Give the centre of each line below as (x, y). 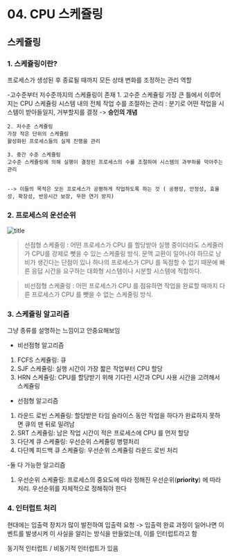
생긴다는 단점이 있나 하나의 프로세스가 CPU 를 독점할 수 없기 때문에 (127, 262)
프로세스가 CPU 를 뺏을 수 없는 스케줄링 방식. (92, 294)
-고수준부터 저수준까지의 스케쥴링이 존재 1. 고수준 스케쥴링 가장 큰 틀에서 (105, 94)
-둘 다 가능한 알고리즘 (36, 465)
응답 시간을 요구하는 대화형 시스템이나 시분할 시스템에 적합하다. (117, 271)
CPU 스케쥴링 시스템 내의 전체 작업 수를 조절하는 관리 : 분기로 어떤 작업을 (118, 103)
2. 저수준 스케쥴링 (30, 126)
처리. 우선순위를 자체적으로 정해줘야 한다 (72, 489)
